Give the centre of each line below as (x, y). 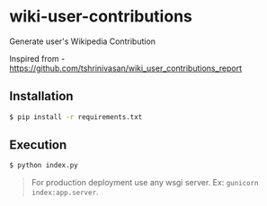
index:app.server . (65, 192)
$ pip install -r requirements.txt (76, 117)
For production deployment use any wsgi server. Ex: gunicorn (145, 183)
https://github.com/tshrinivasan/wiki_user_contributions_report (126, 68)
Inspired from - (37, 58)
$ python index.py (44, 166)
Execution (38, 145)
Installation (41, 96)
